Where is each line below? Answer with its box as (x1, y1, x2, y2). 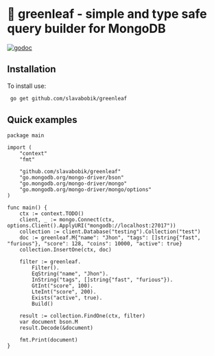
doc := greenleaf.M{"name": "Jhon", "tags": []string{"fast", (19, 234, 201, 241)
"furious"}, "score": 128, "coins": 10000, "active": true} (7, 241, 183, 247)
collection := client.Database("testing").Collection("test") (19, 228, 201, 236)
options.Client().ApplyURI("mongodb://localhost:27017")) (7, 223, 176, 230)
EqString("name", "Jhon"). (32, 271, 109, 278)
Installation (7, 63, 56, 75)
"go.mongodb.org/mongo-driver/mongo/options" (19, 186, 152, 193)
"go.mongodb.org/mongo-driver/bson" (19, 175, 125, 181)
